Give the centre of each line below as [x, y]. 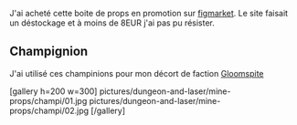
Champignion [49, 52]
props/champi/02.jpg [49, 110]
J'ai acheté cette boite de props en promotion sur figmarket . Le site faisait [149, 13]
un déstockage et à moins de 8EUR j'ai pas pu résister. [112, 23]
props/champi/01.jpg [48, 100]
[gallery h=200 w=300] [53, 91]
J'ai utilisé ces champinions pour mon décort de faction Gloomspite [137, 73]
